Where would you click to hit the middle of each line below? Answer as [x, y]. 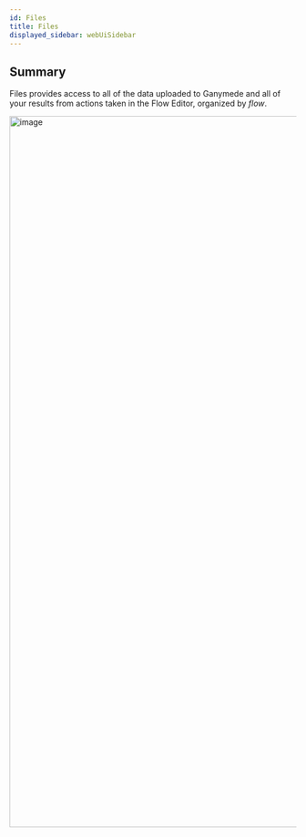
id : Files [28, 18]
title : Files [34, 26]
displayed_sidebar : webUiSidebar [73, 35]
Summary [38, 72]
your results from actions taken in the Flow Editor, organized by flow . [138, 103]
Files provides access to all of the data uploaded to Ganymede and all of [145, 94]
